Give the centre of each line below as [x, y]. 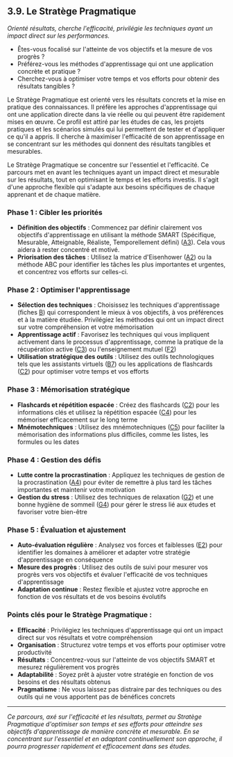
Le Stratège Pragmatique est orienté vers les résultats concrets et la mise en [116, 99]
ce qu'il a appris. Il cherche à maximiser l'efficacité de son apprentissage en [116, 136]
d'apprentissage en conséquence [65, 560]
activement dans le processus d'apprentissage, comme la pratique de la [120, 342]
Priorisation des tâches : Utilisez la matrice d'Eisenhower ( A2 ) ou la [114, 257]
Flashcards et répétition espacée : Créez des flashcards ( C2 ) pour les [118, 405]
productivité [34, 652]
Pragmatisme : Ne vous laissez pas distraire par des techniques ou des [119, 689]
